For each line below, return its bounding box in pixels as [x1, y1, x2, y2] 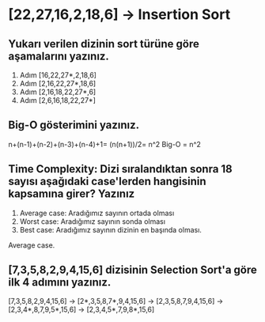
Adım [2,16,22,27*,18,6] [19, 79, 97, 88]
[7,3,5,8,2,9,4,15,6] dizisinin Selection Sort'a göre [8, 263, 257, 277]
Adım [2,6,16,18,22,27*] [19, 96, 97, 104]
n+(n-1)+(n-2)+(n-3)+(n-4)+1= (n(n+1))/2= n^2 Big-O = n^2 [8, 139, 202, 149]
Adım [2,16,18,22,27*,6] [19, 87, 97, 97]
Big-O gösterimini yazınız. [8, 119, 140, 132]
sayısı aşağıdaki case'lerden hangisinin [8, 175, 207, 188]
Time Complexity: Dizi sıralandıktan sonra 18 [8, 162, 233, 176]
